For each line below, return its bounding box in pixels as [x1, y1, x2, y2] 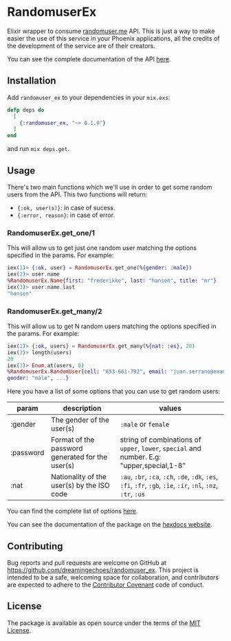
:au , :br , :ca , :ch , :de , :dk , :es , [120, 472, 219, 482]
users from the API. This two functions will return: [7, 190, 148, 199]
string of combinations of [120, 435, 201, 445]
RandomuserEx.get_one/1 [7, 228, 95, 238]
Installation [7, 75, 56, 87]
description [63, 404, 102, 414]
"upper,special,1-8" [120, 461, 186, 471]
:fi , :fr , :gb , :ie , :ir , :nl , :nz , [120, 480, 219, 490]
